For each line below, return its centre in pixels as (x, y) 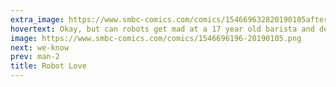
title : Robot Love (48, 66)
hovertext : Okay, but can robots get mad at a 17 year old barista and (162, 29)
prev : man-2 (35, 57)
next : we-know (40, 47)
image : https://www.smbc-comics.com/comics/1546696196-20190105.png (156, 38)
